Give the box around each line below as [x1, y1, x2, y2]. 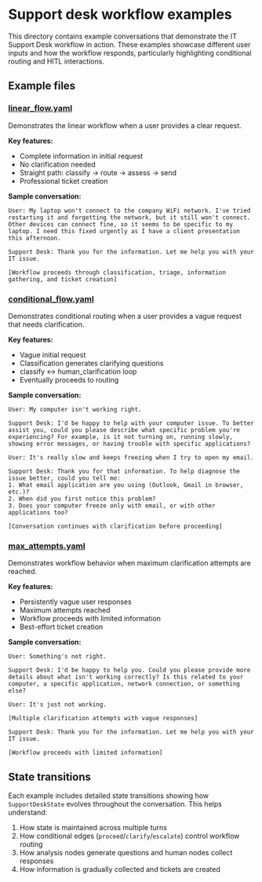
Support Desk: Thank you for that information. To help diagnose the [8, 467, 241, 475]
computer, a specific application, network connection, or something [8, 680, 241, 688]
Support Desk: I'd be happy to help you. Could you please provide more [8, 666, 251, 675]
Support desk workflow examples [8, 5, 233, 24]
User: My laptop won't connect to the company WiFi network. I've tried [8, 207, 251, 214]
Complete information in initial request [19, 151, 144, 160]
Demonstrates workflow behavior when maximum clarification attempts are [8, 558, 251, 568]
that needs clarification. [8, 320, 85, 329]
